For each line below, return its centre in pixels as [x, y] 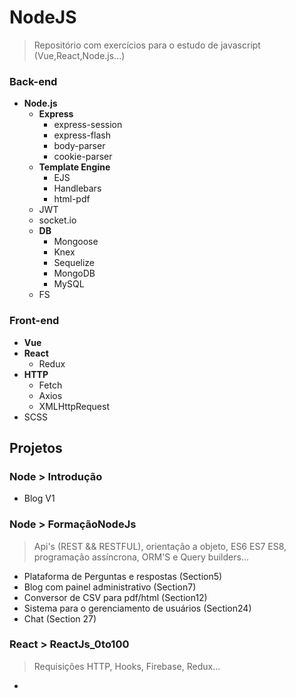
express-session [88, 125]
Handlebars [77, 188]
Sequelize [74, 263]
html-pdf [72, 199]
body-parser [79, 146]
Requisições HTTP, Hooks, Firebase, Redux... [127, 666]
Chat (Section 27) [60, 618]
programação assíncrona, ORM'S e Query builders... [141, 557]
